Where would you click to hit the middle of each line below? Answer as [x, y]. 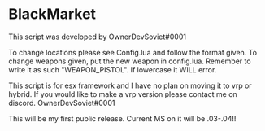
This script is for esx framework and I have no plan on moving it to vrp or [130, 85]
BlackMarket [52, 14]
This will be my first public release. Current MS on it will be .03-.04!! [122, 118]
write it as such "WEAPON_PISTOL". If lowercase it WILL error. [113, 69]
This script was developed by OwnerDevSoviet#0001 [98, 37]
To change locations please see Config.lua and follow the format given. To [133, 52]
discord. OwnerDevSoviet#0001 [62, 103]
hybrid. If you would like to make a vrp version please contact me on [123, 94]
